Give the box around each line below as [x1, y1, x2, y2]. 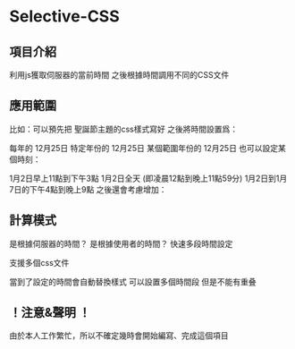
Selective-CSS [9, 6, 121, 27]
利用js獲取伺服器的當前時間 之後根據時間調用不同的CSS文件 [9, 70, 230, 80]
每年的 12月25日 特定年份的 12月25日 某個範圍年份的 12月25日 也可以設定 [9, 142, 279, 153]
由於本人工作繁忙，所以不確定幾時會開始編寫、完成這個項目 [9, 330, 229, 341]
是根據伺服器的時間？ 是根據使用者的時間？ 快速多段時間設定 [9, 238, 233, 249]
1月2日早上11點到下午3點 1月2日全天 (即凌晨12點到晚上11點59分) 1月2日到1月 [9, 173, 288, 183]
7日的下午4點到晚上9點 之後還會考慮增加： [9, 183, 167, 194]
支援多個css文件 [9, 257, 70, 268]
